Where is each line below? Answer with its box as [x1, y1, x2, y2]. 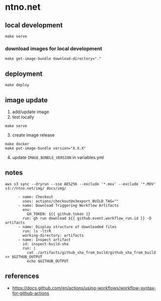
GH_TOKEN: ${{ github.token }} [26, 211, 91, 216]
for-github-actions [12, 290, 50, 296]
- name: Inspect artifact [18, 237, 71, 242]
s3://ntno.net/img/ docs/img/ [5, 185, 67, 191]
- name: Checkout [18, 194, 54, 199]
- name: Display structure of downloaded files [18, 224, 117, 229]
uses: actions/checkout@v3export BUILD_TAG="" [22, 199, 119, 204]
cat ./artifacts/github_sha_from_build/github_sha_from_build [26, 250, 156, 255]
